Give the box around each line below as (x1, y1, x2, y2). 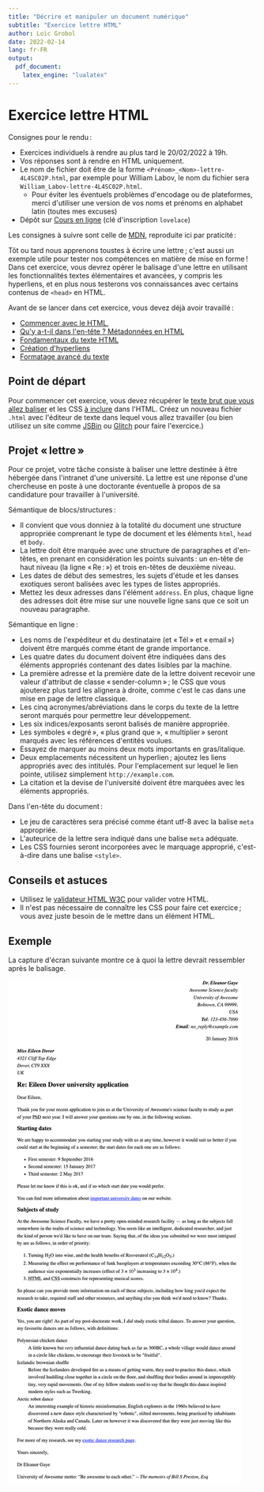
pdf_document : (15, 63, 62, 71)
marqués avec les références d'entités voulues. (19, 736, 175, 746)
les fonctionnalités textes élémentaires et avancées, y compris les (8, 270, 223, 280)
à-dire (19, 851, 40, 860)
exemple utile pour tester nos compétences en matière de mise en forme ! (8, 254, 249, 263)
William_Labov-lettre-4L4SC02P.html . (19, 181, 143, 191)
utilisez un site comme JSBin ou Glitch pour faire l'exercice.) (8, 421, 204, 430)
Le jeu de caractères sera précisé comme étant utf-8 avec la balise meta (19, 817, 255, 826)
